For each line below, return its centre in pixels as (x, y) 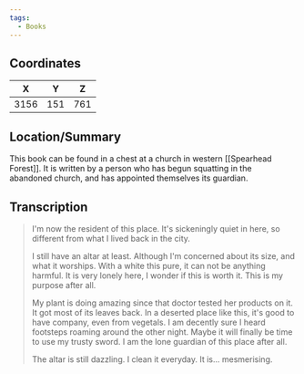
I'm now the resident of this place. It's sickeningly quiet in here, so (156, 228)
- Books (32, 26)
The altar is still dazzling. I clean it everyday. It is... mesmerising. (152, 359)
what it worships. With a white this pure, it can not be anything (148, 265)
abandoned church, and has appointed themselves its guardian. (129, 178)
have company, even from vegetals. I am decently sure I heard (148, 322)
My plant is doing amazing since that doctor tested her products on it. (162, 303)
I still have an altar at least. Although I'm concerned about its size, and (163, 255)
